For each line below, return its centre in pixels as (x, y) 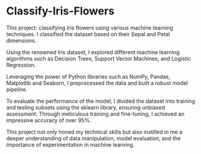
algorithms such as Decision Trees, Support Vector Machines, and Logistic (99, 58)
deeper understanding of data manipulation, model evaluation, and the (94, 138)
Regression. (21, 65)
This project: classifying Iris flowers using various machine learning (90, 28)
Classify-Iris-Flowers (60, 11)
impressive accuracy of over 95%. (49, 120)
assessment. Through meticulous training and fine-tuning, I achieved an (95, 114)
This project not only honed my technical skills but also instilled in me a (94, 132)
